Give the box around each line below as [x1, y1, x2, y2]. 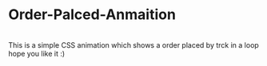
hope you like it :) [8, 49, 66, 58]
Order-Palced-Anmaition [8, 6, 176, 24]
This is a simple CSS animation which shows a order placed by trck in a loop [8, 40, 260, 49]
